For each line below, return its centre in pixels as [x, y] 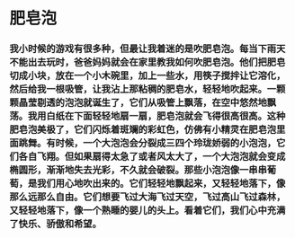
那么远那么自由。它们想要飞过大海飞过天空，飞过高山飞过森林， [147, 197]
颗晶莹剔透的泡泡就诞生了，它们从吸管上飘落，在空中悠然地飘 [143, 102]
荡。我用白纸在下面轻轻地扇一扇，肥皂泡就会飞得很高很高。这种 [147, 116]
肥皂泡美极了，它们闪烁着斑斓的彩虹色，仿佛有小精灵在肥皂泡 [143, 129]
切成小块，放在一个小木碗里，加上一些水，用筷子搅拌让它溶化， [147, 75]
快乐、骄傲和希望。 [60, 224]
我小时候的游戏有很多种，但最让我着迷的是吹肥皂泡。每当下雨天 [147, 48]
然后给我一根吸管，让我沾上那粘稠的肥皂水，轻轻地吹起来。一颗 [147, 89]
